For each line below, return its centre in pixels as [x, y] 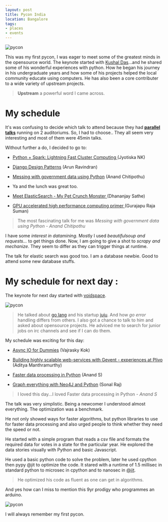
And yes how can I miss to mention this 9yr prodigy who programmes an [80, 489]
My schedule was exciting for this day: [45, 340]
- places [14, 28]
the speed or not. [23, 429]
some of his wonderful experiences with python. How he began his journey [82, 67]
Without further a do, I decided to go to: [46, 147]
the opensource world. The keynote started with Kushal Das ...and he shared [83, 62]
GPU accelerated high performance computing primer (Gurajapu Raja [84, 205]
